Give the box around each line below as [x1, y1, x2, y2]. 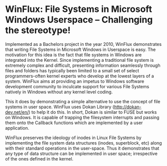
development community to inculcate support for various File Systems [5, 83, 150, 89]
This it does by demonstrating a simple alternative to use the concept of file [5, 98, 161, 104]
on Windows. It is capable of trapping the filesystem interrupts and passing [5, 114, 160, 120]
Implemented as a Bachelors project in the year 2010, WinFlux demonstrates [5, 41, 162, 47]
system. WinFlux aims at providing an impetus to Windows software [5, 78, 145, 84]
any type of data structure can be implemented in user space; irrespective [5, 151, 158, 157]
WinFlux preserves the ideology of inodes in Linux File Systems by [5, 135, 142, 141]
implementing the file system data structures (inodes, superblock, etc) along [5, 140, 162, 146]
